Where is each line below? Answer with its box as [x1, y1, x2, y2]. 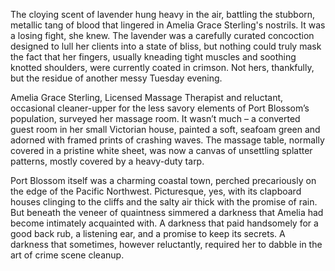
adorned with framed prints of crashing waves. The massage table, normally [10, 134, 325, 146]
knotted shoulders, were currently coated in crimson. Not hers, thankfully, [10, 62, 315, 73]
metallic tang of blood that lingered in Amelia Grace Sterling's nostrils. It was [10, 19, 326, 31]
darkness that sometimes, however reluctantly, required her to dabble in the [10, 239, 323, 250]
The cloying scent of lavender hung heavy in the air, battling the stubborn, [10, 9, 316, 20]
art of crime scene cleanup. [10, 249, 125, 261]
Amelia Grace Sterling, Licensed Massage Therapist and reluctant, [10, 92, 284, 103]
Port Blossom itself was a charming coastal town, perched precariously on [10, 175, 317, 186]
